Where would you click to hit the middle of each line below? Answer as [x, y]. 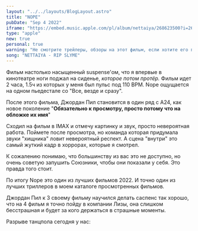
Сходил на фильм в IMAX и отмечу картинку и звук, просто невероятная [98, 126]
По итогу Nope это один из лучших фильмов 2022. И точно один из [91, 180]
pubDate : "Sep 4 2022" [34, 22]
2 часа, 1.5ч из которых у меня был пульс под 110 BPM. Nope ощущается [98, 84]
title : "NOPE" [24, 17]
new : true [18, 39]
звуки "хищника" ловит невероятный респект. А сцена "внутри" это [92, 138]
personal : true [25, 45]
